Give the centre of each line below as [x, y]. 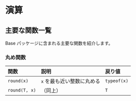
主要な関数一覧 [28, 30]
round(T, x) [22, 90]
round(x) [18, 81]
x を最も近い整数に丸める [71, 81]
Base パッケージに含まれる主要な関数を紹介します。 [59, 43]
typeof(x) [117, 81]
